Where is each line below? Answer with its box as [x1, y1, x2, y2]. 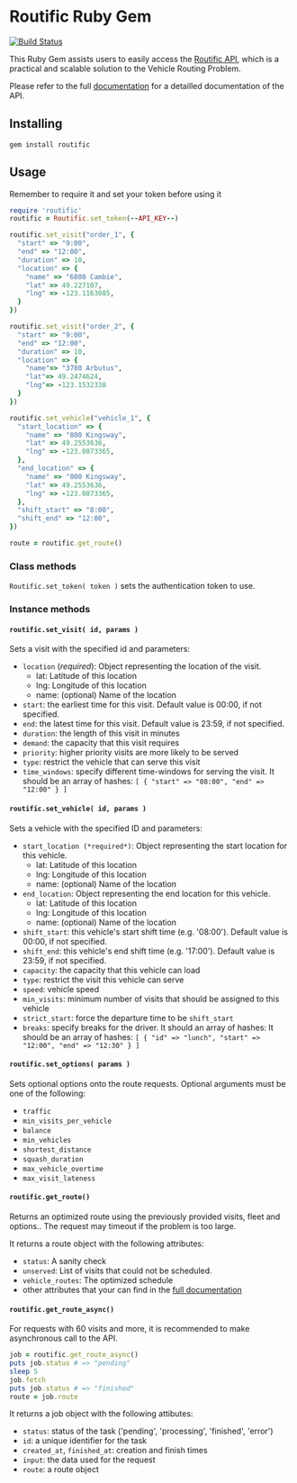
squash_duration [22, 1154, 84, 1163]
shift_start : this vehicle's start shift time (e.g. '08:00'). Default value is [22, 926, 288, 937]
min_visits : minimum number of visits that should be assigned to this [22, 993, 280, 1004]
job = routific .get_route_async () [9, 1351, 139, 1360]
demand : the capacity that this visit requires [22, 737, 180, 748]
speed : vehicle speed [22, 983, 100, 994]
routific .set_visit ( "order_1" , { [9, 231, 135, 240]
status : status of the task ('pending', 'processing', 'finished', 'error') [22, 1425, 274, 1437]
